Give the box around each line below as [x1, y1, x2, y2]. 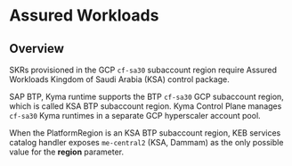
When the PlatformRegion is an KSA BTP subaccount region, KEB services [9, 128, 281, 138]
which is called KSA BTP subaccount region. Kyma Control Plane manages [9, 101, 282, 112]
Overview [9, 41, 65, 56]
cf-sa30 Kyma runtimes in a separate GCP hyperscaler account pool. [9, 111, 261, 120]
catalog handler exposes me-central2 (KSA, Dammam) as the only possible [9, 137, 284, 147]
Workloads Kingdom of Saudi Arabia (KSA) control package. [9, 74, 230, 85]
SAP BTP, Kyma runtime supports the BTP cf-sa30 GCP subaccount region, [9, 91, 285, 102]
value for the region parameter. [9, 146, 125, 157]
